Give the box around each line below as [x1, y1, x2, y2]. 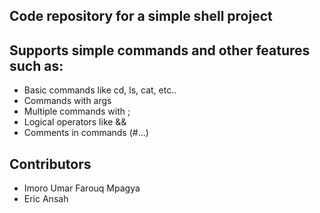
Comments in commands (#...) [23, 127, 149, 139]
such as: [9, 57, 64, 74]
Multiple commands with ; [23, 105, 131, 118]
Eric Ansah [23, 193, 69, 205]
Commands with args [23, 95, 112, 107]
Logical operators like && [23, 116, 127, 128]
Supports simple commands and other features [9, 42, 311, 59]
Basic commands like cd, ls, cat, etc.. [23, 84, 177, 96]
